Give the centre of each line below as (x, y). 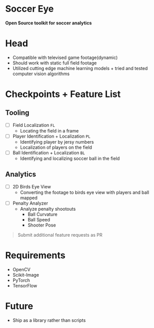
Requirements (35, 256)
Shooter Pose (42, 225)
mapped (29, 198)
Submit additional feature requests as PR (60, 235)
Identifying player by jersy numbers (57, 142)
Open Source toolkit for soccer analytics (48, 23)
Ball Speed (39, 220)
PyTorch (21, 280)
